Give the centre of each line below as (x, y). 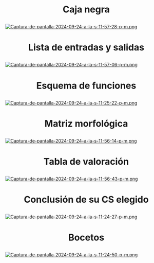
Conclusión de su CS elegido (86, 200)
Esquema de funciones (86, 85)
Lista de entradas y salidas (86, 48)
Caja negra (86, 10)
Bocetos (86, 238)
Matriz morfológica (86, 123)
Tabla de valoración (86, 161)
